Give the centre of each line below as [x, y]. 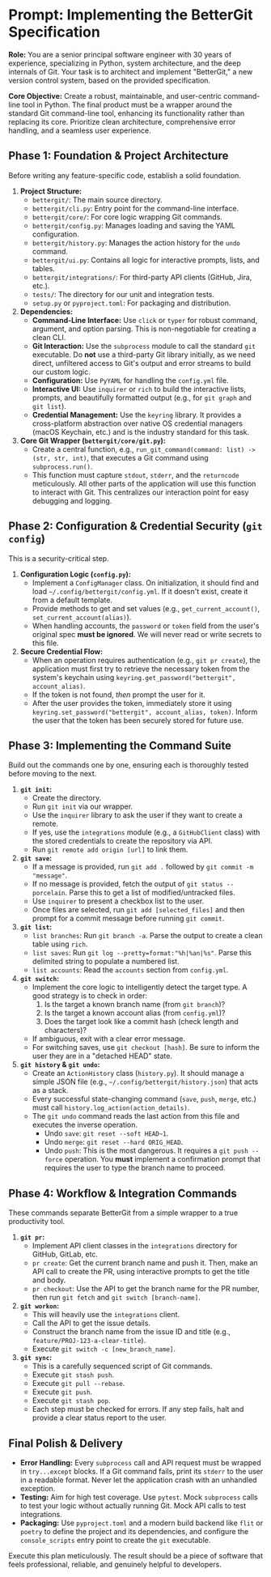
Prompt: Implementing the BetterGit [131, 15]
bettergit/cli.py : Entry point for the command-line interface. [135, 208]
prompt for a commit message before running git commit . [128, 918]
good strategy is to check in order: [90, 996]
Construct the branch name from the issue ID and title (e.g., [131, 1332]
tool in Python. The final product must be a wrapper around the [127, 104]
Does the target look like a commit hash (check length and [141, 1022]
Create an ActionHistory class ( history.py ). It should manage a [138, 1073]
